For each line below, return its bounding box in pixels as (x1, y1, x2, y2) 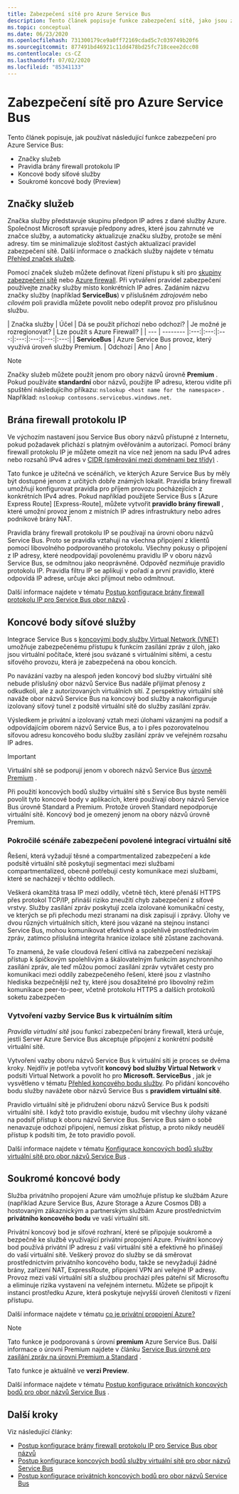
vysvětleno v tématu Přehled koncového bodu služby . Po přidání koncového (7, 1078, 230, 1088)
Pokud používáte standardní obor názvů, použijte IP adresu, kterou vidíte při (7, 378, 232, 387)
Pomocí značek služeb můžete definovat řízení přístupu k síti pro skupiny (7, 268, 222, 277)
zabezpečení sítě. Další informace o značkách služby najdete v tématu (7, 247, 214, 255)
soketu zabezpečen (7, 993, 65, 1002)
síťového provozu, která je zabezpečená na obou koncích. (7, 658, 177, 666)
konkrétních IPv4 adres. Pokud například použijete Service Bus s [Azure (7, 492, 218, 501)
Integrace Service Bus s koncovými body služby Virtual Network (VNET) (7, 635, 219, 643)
